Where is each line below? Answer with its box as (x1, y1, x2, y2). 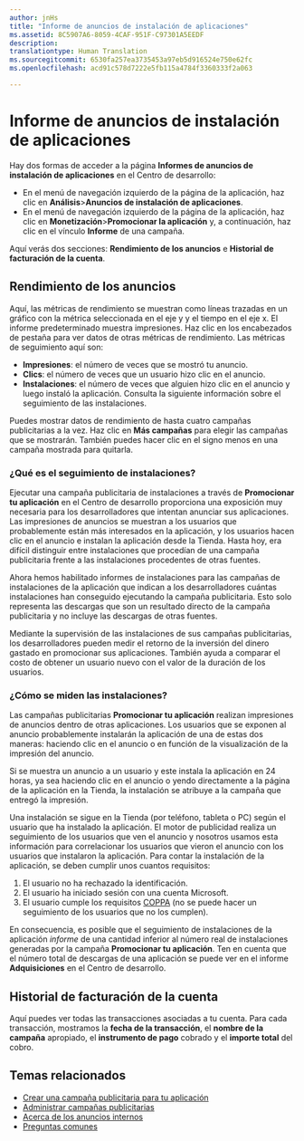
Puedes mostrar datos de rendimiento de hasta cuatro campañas (9, 415, 252, 426)
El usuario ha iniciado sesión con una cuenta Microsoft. (22, 887, 229, 898)
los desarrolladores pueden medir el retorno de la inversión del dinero (9, 638, 270, 648)
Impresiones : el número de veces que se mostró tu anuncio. (22, 359, 249, 369)
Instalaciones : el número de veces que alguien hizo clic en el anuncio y (22, 378, 290, 389)
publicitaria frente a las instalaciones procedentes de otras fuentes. (9, 554, 261, 565)
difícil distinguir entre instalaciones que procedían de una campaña (9, 544, 260, 555)
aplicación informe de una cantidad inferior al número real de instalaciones (9, 934, 289, 944)
